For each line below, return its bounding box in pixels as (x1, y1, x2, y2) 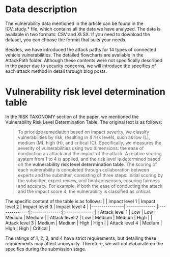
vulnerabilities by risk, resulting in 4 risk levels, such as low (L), (17, 134, 150, 140)
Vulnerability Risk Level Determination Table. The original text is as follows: (5, 119, 162, 125)
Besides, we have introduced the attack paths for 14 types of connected (5, 46, 157, 52)
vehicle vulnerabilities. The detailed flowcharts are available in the (5, 52, 144, 58)
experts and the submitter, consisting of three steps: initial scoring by (17, 172, 163, 178)
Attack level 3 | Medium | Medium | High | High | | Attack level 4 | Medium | (5, 220, 162, 226)
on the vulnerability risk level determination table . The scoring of (17, 161, 157, 167)
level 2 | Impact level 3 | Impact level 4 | (5, 204, 89, 210)
